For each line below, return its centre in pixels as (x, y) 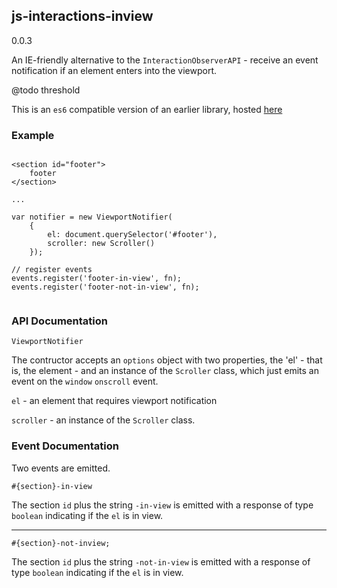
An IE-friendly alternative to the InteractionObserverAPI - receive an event (165, 60)
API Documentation (60, 321)
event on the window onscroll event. (85, 381)
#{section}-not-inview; (61, 543)
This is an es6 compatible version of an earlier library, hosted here (147, 109)
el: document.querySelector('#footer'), (132, 235)
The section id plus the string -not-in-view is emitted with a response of (161, 561)
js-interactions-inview (82, 16)
